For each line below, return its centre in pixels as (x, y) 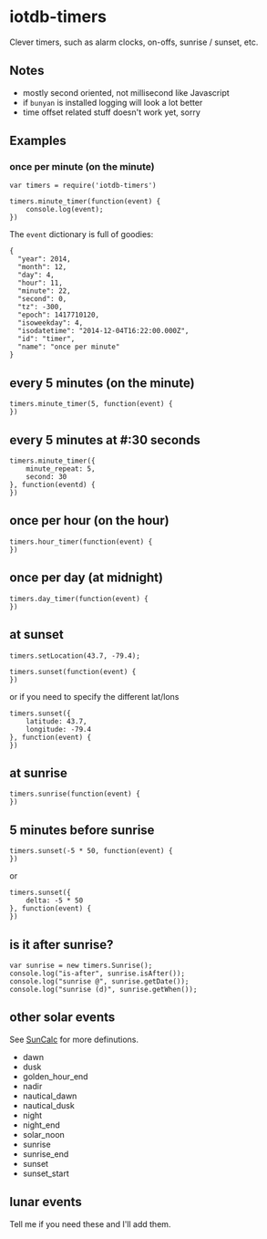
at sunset (36, 635)
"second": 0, (42, 299)
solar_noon (44, 1134)
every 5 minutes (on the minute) (102, 383)
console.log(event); (65, 210)
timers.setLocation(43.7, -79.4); (75, 656)
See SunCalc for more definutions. (74, 1039)
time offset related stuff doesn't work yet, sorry (111, 112)
